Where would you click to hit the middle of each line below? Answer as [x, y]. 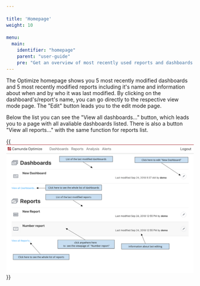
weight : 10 [20, 25]
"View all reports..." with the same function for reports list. [77, 130]
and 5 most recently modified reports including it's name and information [96, 87]
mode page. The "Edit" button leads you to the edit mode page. [84, 106]
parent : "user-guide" [43, 56]
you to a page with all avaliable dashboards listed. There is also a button [95, 123]
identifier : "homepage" [46, 51]
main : [18, 44]
